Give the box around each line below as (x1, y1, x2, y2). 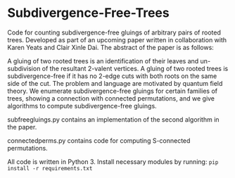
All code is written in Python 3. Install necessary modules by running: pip (7, 157, 219, 166)
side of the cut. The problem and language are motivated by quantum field (7, 79, 223, 87)
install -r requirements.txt (7, 165, 93, 172)
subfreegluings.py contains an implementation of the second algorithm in (7, 115, 220, 124)
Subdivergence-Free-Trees (7, 5, 170, 21)
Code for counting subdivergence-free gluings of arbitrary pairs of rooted (7, 28, 222, 37)
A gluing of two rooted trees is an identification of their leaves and (7, 56, 199, 65)
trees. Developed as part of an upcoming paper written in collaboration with (7, 35, 227, 44)
